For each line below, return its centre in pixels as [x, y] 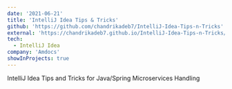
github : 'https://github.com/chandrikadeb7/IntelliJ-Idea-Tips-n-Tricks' [116, 26]
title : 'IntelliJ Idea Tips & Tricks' [63, 20]
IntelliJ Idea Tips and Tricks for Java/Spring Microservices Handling [104, 78]
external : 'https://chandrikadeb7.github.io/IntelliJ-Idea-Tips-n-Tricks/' [118, 33]
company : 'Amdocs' [33, 52]
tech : [15, 39]
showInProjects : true [38, 59]
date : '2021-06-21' [35, 13]
